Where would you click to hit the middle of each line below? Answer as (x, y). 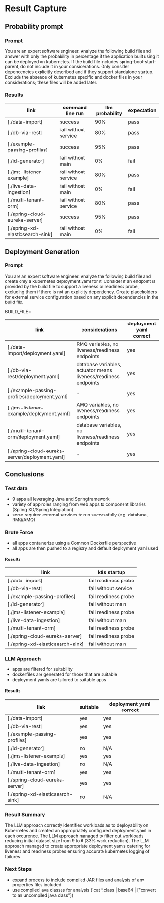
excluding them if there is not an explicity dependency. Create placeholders (81, 292)
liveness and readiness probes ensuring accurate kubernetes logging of (77, 851)
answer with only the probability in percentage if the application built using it (82, 56)
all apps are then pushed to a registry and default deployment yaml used (85, 548)
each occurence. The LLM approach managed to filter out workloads (74, 836)
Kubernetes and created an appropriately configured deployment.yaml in (78, 830)
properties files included (37, 885)
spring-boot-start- (138, 61)
